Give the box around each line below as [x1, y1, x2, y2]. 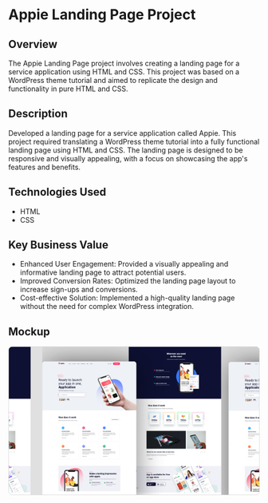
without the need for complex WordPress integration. [19, 302, 194, 311]
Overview [8, 38, 58, 51]
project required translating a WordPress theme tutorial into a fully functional [8, 137, 260, 146]
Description [8, 107, 68, 121]
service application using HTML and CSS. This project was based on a [8, 67, 240, 77]
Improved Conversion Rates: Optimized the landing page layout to [19, 276, 236, 286]
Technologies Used [8, 185, 106, 199]
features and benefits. [8, 162, 81, 172]
